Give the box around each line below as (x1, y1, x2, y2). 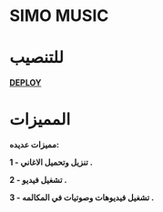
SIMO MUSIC (9, 5, 109, 26)
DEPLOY (9, 77, 42, 88)
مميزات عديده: (9, 139, 59, 150)
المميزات (9, 109, 71, 130)
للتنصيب (9, 47, 64, 68)
